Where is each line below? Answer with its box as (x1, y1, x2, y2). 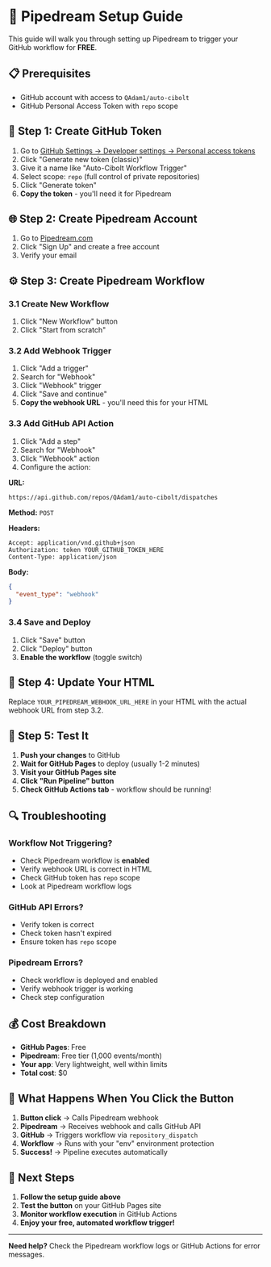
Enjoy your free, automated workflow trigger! (19, 1218, 175, 1227)
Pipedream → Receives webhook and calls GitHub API (19, 1122, 202, 1131)
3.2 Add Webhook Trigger (8, 345, 112, 356)
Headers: (8, 523, 40, 533)
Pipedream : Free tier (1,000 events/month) (19, 1051, 163, 1060)
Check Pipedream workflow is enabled (19, 855, 150, 865)
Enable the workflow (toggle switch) (19, 652, 143, 662)
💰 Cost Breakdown (8, 1017, 106, 1031)
